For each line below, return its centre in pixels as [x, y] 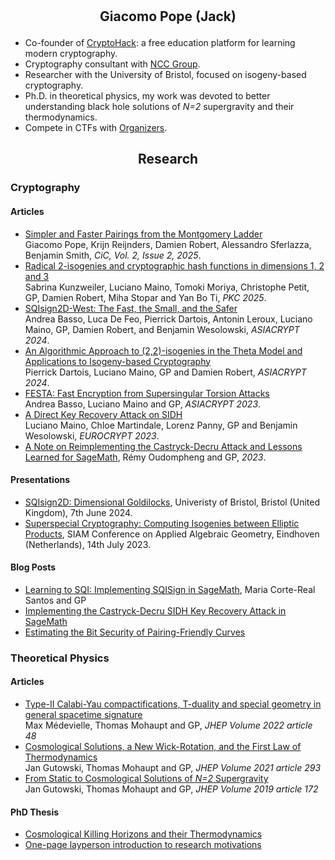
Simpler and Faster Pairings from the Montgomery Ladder [143, 234]
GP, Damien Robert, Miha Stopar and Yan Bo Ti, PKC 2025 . [145, 297]
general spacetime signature [83, 715]
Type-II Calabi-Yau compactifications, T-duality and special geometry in [173, 704]
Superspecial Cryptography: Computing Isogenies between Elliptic [162, 523]
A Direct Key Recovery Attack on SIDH [103, 414]
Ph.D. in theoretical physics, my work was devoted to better [147, 96]
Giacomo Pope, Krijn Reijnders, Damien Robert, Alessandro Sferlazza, [168, 244]
